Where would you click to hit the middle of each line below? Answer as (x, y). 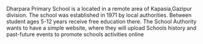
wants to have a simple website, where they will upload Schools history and (102, 28)
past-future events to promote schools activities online (75, 34)
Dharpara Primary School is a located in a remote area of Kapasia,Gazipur (99, 9)
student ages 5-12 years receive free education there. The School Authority (102, 21)
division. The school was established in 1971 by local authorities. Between (99, 15)
